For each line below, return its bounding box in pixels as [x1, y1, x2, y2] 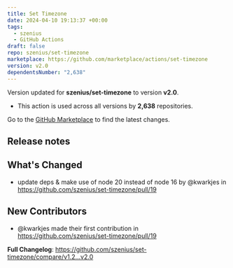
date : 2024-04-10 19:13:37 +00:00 [7, 17, 108, 24]
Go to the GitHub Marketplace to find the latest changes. [7, 115, 170, 123]
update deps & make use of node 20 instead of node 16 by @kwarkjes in [17, 178, 227, 186]
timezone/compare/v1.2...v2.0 [7, 253, 94, 261]
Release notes [7, 135, 71, 147]
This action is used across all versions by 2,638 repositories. [17, 101, 194, 110]
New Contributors [7, 206, 87, 218]
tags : [7, 23, 23, 30]
